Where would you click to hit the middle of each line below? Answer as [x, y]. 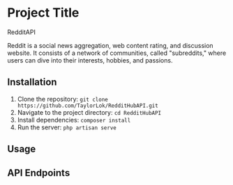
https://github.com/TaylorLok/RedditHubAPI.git [88, 106]
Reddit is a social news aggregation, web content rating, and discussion [111, 45]
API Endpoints [39, 173]
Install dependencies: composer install [74, 120]
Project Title [43, 13]
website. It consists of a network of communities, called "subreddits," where [117, 53]
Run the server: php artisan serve [67, 127]
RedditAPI [22, 32]
